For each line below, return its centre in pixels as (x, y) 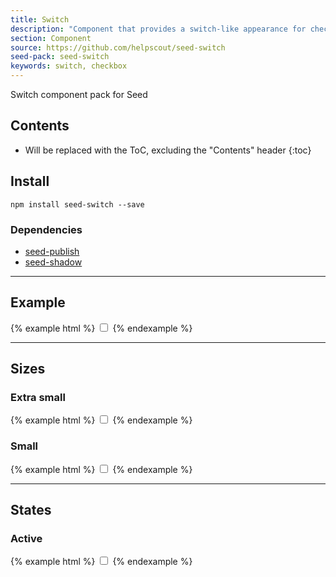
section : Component (51, 38)
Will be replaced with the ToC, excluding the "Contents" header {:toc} (168, 150)
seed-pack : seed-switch (60, 57)
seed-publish (52, 251)
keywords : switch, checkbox (69, 66)
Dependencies (46, 229)
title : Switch (40, 19)
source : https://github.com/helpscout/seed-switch (118, 47)
